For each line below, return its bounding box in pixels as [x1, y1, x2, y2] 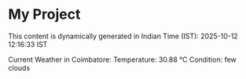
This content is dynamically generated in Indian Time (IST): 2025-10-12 [8, 31, 238, 41]
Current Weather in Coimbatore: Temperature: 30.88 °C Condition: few [8, 55, 237, 64]
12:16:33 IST [8, 39, 48, 48]
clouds [8, 63, 31, 72]
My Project [8, 5, 81, 23]
